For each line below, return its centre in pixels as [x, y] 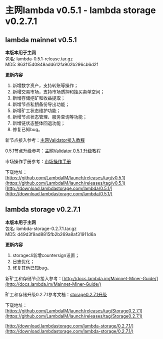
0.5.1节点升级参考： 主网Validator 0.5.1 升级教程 [53, 151]
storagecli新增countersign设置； [46, 255]
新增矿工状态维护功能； [36, 110]
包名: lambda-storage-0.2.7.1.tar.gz [41, 229]
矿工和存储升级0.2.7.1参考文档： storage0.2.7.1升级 [56, 294]
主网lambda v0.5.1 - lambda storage [80, 10]
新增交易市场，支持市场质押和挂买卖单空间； [58, 92]
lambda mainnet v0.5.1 [41, 40]
